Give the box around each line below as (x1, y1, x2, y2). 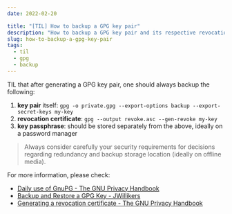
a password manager (17, 129, 78, 137)
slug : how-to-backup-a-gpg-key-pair (7, 35, 113, 42)
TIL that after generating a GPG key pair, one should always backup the (7, 80, 210, 89)
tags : (7, 42, 23, 49)
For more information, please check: (7, 170, 110, 179)
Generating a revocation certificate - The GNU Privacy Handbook (17, 199, 203, 207)
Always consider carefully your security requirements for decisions (23, 143, 215, 151)
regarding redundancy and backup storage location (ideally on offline (23, 150, 222, 158)
